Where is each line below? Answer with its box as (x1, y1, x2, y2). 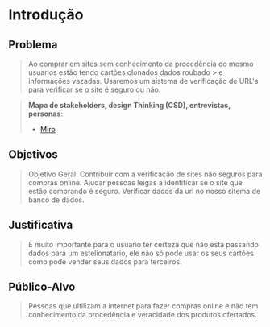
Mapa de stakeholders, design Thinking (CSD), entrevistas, (27, 101, 231, 110)
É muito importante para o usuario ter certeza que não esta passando (27, 239, 260, 249)
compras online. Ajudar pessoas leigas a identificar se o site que (27, 177, 243, 187)
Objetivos (8, 147, 58, 162)
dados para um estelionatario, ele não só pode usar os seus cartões (27, 248, 254, 258)
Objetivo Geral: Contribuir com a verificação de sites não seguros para (27, 169, 263, 179)
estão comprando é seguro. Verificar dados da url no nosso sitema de (27, 186, 261, 196)
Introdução (8, 6, 84, 24)
